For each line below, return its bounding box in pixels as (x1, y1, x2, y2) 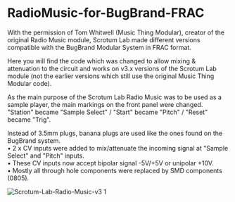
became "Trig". (7, 115, 51, 124)
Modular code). (7, 79, 52, 87)
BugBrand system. (7, 136, 61, 145)
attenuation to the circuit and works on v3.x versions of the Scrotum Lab (7, 64, 217, 72)
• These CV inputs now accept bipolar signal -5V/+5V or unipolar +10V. (7, 158, 214, 167)
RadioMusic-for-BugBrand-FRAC (7, 5, 205, 21)
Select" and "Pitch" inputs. (7, 151, 84, 160)
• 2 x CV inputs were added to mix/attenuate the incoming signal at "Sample (7, 144, 229, 152)
